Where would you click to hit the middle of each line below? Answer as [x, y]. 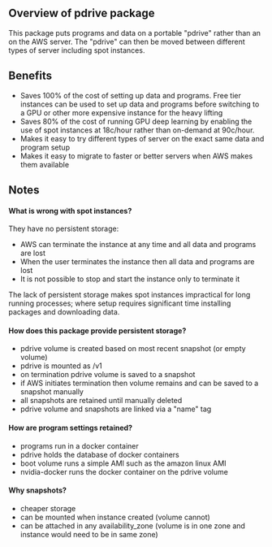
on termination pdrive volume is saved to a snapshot [108, 375]
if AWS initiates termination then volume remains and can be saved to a [139, 383]
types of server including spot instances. [77, 50]
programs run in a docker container [80, 445]
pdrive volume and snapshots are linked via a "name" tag [116, 409]
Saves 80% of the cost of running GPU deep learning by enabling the [136, 121]
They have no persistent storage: [64, 229]
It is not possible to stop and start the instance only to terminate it [130, 279]
